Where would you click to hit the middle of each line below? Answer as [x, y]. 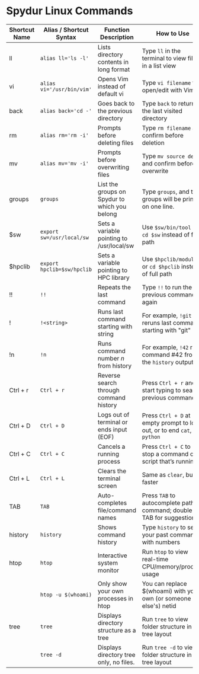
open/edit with [162, 90]
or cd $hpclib [161, 266]
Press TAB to [159, 495]
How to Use [173, 33]
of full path [157, 274]
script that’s [158, 461]
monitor [108, 570]
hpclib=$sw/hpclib [66, 269]
